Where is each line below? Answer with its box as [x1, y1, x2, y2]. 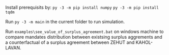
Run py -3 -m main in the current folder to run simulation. [5, 19, 125, 24]
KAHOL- [135, 39, 153, 45]
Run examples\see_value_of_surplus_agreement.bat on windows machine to [5, 29, 164, 35]
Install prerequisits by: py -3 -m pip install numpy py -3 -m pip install [5, 5, 159, 10]
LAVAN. [5, 45, 21, 50]
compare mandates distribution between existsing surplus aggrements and [5, 34, 162, 40]
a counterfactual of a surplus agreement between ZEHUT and [5, 39, 135, 45]
